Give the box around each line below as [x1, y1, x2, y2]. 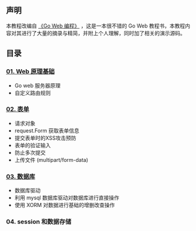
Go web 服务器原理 [14, 81, 61, 89]
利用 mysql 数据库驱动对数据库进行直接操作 [14, 194, 119, 201]
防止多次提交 [14, 149, 46, 156]
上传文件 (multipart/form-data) [14, 156, 89, 163]
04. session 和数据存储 [6, 218, 71, 226]
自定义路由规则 [14, 89, 51, 96]
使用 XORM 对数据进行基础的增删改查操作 [14, 202, 115, 209]
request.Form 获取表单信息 [14, 127, 80, 134]
